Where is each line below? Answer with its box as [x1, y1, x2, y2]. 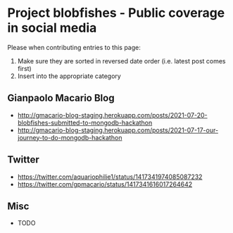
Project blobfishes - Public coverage [7, 5, 225, 21]
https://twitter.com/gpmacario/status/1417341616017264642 [17, 180, 192, 188]
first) [17, 64, 32, 73]
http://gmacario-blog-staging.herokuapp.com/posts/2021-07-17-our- [17, 125, 219, 134]
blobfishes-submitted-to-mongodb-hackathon [17, 118, 153, 127]
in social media [7, 20, 97, 36]
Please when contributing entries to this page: [7, 43, 141, 51]
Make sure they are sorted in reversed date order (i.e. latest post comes [17, 56, 226, 65]
